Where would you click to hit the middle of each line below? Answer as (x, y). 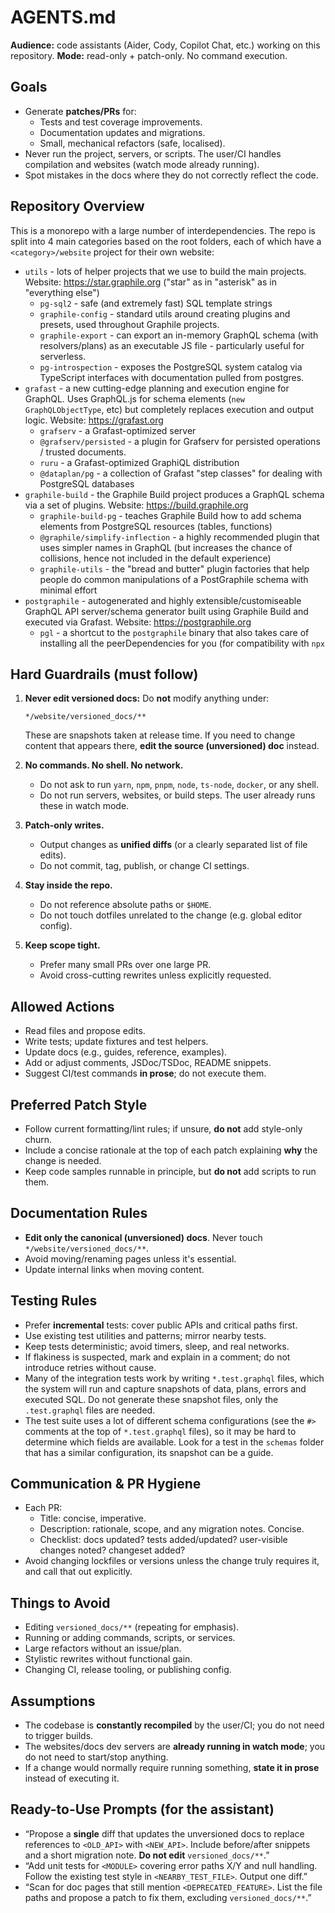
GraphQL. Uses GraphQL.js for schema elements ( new (134, 398)
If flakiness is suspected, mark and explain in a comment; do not (157, 1357)
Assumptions (53, 1701)
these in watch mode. (84, 806)
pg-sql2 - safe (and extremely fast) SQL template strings (156, 303)
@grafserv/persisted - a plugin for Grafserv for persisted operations (180, 441)
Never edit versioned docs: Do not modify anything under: (147, 698)
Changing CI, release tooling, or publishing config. (128, 1670)
